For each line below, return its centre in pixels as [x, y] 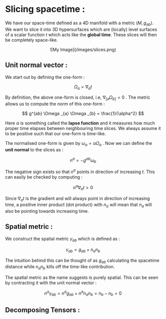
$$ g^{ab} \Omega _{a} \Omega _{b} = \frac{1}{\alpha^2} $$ [83, 114]
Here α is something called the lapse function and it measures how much [80, 123]
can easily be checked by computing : [44, 177]
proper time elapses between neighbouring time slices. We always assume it [83, 128]
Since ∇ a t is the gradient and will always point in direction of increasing [78, 199]
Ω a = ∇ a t [83, 87]
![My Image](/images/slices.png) [83, 49]
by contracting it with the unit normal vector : [51, 283]
